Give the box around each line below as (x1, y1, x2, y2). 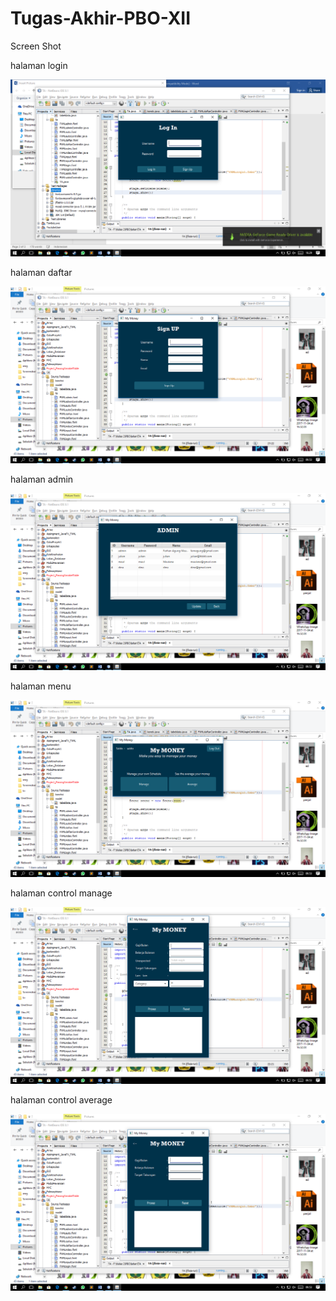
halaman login (10, 59, 68, 71)
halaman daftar (10, 266, 73, 278)
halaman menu (10, 680, 72, 692)
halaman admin (10, 473, 74, 485)
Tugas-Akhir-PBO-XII (10, 7, 192, 30)
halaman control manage (10, 887, 113, 899)
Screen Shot (10, 40, 62, 52)
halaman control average (10, 1093, 113, 1106)
